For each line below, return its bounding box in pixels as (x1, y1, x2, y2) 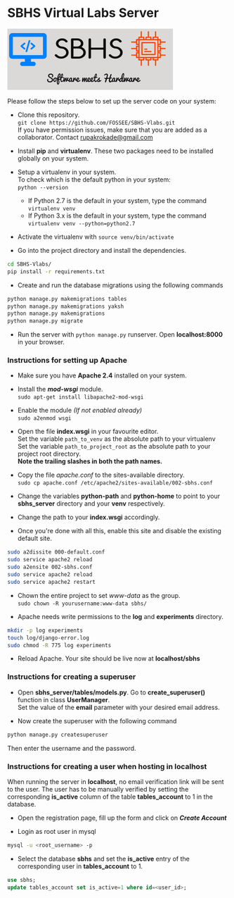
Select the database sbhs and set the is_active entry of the (17, 854, 190, 863)
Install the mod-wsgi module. (17, 385, 103, 394)
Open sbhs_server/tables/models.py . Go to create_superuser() (17, 688, 206, 697)
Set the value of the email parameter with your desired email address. (17, 703, 220, 711)
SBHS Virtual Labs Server (7, 5, 160, 21)
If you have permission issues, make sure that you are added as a (17, 125, 207, 134)
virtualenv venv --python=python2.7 (27, 220, 136, 227)
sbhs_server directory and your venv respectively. (17, 499, 165, 508)
